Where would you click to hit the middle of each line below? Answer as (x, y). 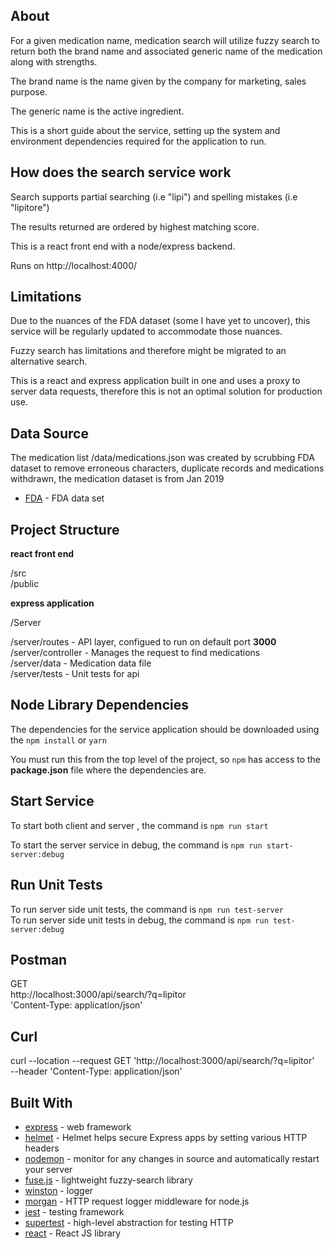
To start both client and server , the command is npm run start (139, 825)
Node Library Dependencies (99, 705)
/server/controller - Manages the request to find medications (135, 653)
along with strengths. (54, 61)
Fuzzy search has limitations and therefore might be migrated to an (148, 351)
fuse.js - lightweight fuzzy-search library (108, 1180)
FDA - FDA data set (64, 498)
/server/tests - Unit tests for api (75, 674)
